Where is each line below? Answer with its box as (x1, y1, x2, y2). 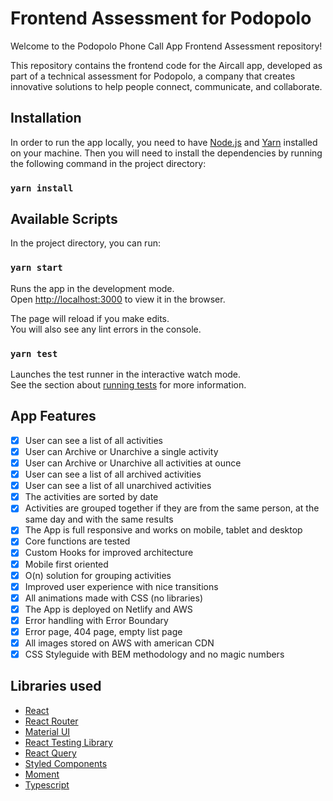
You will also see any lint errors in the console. (10, 323, 202, 335)
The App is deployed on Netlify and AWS (24, 603, 193, 615)
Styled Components (24, 757, 108, 769)
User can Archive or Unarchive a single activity (24, 445, 219, 457)
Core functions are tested (24, 535, 131, 547)
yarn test (10, 348, 58, 359)
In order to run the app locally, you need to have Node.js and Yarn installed (10, 136, 318, 148)
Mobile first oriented (24, 558, 109, 570)
